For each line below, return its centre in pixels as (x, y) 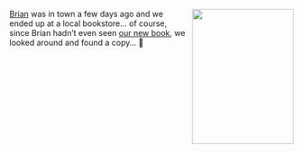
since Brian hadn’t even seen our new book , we (97, 33)
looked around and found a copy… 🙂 (77, 42)
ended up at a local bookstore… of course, (88, 23)
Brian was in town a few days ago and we (87, 14)
